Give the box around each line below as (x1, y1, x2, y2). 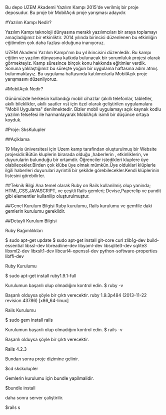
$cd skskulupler (5, 366, 38, 371)
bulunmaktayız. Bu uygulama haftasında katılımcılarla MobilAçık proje (5, 71, 147, 77)
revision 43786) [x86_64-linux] (5, 298, 69, 303)
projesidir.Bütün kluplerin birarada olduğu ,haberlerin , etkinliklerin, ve (5, 152, 148, 157)
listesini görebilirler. (5, 173, 45, 179)
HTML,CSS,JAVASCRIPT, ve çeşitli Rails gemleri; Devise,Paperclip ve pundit (5, 188, 161, 194)
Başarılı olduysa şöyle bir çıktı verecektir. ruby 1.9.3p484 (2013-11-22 (5, 292, 147, 298)
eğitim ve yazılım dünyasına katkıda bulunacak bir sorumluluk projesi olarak (5, 55, 160, 61)
